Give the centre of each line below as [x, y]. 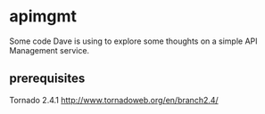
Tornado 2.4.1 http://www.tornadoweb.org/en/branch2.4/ [114, 100]
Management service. [50, 50]
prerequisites [47, 79]
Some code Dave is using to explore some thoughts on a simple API [133, 41]
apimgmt [43, 16]
